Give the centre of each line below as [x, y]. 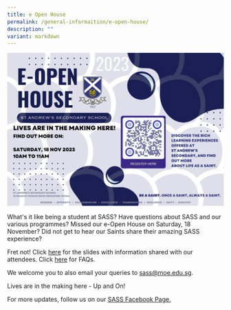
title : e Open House [37, 14]
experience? [25, 239]
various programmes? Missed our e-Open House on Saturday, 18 [99, 224]
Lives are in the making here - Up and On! [66, 286]
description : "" [30, 29]
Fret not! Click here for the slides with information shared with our [100, 252]
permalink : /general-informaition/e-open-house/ [78, 22]
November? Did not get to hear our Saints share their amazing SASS [103, 232]
